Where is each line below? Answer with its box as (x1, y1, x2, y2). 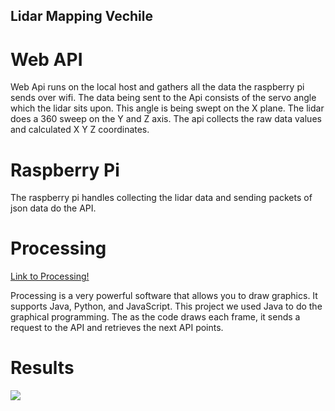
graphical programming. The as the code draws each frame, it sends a (10, 311, 301, 323)
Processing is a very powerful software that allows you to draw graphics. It (10, 290, 318, 302)
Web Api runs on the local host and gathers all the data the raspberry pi (10, 81, 305, 93)
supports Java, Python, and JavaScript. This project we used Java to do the (10, 300, 323, 313)
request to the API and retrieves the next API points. (10, 322, 224, 334)
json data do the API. (10, 202, 97, 214)
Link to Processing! (10, 270, 90, 283)
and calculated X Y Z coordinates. (10, 124, 150, 136)
